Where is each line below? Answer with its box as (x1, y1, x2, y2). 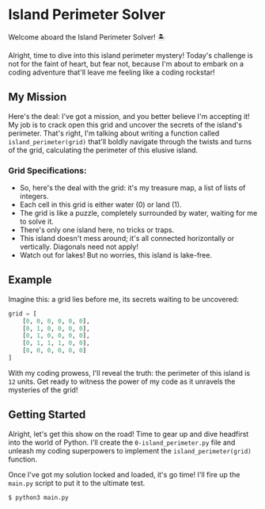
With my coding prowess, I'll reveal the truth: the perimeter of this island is (8, 368, 251, 377)
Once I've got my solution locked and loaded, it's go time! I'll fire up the (8, 469, 240, 479)
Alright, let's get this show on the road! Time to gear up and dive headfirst (8, 429, 249, 438)
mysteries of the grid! (8, 385, 78, 394)
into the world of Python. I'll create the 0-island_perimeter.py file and (8, 438, 236, 447)
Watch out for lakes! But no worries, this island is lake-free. (19, 251, 212, 260)
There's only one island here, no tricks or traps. (19, 225, 175, 235)
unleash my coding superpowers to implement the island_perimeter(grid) (8, 446, 252, 455)
